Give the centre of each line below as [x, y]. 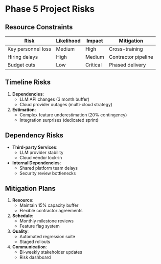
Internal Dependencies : [36, 163]
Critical [93, 65]
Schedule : [23, 216]
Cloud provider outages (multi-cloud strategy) [66, 104]
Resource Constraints [39, 27]
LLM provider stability [41, 152]
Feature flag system [39, 226]
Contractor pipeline [131, 57]
